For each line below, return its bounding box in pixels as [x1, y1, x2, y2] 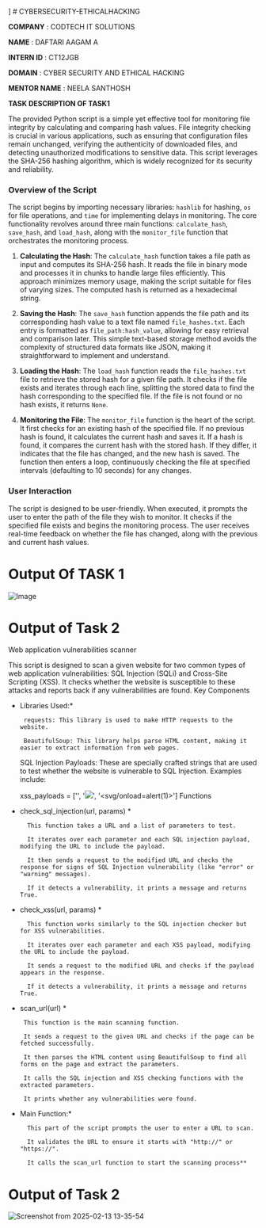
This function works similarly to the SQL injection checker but [27, 921, 247, 929]
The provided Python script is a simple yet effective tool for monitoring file [8, 114, 251, 124]
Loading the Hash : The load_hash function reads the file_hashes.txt [19, 366, 247, 376]
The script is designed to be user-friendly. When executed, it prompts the [8, 503, 248, 513]
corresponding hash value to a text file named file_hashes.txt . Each [19, 317, 245, 327]
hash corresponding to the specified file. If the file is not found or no [19, 391, 243, 401]
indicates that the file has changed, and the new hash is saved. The [19, 449, 240, 459]
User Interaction [8, 486, 72, 497]
